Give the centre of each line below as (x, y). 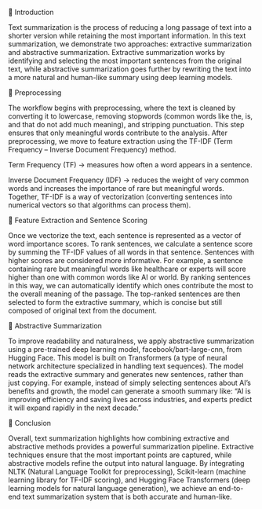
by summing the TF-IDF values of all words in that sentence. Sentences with (131, 252)
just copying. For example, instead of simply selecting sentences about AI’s (130, 383)
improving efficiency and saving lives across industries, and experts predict (130, 399)
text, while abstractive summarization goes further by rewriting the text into (130, 69)
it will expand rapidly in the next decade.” (75, 408)
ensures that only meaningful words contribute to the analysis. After (118, 133)
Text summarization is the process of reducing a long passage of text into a (130, 27)
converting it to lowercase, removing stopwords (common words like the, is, (131, 116)
